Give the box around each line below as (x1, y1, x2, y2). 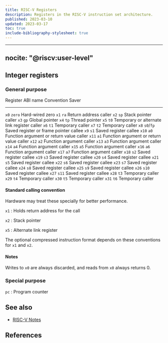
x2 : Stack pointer (5, 217, 41, 223)
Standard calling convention (5, 187, 65, 193)
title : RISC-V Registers (5, 7, 57, 13)
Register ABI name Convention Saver (5, 97, 81, 103)
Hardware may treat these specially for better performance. (5, 198, 128, 204)
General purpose (5, 86, 47, 93)
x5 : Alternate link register (5, 227, 58, 233)
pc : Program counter (5, 288, 48, 294)
